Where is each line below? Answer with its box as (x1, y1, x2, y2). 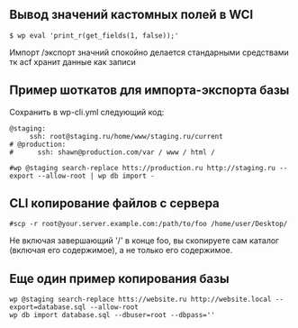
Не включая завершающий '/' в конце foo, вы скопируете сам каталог (9, 235, 279, 246)
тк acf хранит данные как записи (9, 56, 137, 67)
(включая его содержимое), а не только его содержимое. (9, 245, 233, 256)
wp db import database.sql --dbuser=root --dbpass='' (9, 311, 216, 320)
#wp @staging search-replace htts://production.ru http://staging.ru (9, 163, 276, 172)
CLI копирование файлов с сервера (9, 196, 221, 211)
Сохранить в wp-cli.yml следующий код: (9, 106, 165, 117)
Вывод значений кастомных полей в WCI (9, 7, 254, 23)
